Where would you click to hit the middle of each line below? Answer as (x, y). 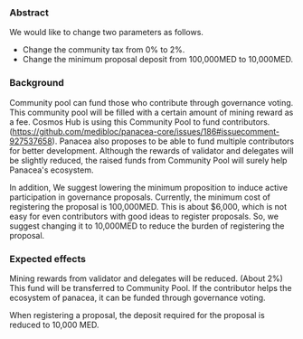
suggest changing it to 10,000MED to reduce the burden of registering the (147, 226)
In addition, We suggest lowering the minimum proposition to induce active (148, 187)
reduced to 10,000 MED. (54, 325)
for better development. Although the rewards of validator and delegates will (151, 150)
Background (37, 83)
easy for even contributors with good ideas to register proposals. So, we (144, 216)
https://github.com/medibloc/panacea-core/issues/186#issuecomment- (146, 131)
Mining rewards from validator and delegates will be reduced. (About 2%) (146, 278)
